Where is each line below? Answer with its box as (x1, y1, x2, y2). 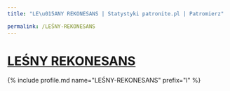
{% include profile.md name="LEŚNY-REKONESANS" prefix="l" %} (7, 76, 201, 85)
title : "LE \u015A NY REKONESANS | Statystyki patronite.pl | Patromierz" (7, 10, 224, 17)
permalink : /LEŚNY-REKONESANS (7, 22, 96, 30)
